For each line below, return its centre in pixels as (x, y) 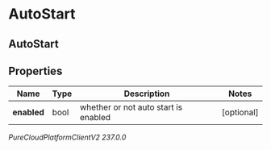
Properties (35, 71)
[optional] (240, 112)
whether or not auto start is (131, 107)
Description (147, 94)
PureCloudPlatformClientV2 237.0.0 (67, 137)
